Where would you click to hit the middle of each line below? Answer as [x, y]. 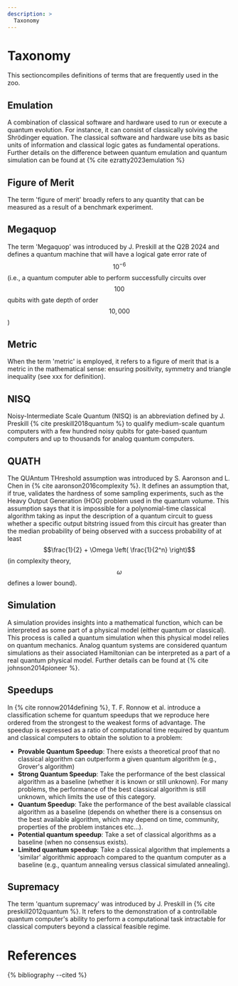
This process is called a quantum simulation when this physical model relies [118, 638]
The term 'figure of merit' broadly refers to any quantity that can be [106, 200]
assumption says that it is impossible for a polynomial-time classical [107, 508]
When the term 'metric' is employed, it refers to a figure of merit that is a [113, 361]
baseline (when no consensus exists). [73, 842]
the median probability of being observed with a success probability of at [115, 531]
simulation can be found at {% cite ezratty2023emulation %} [96, 160]
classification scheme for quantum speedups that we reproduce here [108, 714]
